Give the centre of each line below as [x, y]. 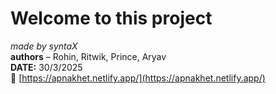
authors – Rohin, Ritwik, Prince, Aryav [88, 56]
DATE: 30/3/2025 [46, 67]
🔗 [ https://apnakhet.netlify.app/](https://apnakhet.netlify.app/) [138, 78]
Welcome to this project [111, 18]
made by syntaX [44, 46]
